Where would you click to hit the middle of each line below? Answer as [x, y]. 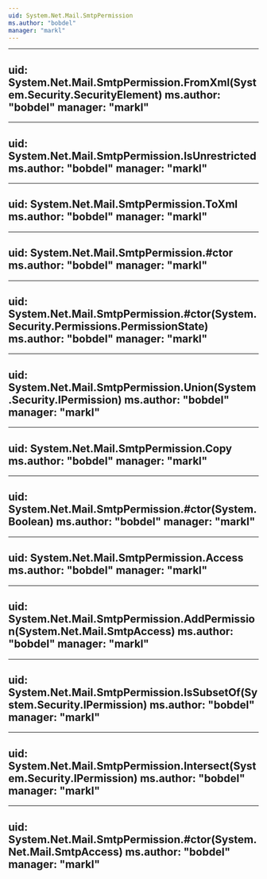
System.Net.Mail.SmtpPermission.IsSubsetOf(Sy [133, 692]
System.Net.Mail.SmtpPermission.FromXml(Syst [132, 82]
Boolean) [31, 522]
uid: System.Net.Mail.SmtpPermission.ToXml [123, 205]
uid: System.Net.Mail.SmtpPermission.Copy [120, 449]
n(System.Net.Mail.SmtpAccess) [92, 631]
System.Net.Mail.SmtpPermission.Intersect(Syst [132, 766]
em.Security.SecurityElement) [85, 95]
